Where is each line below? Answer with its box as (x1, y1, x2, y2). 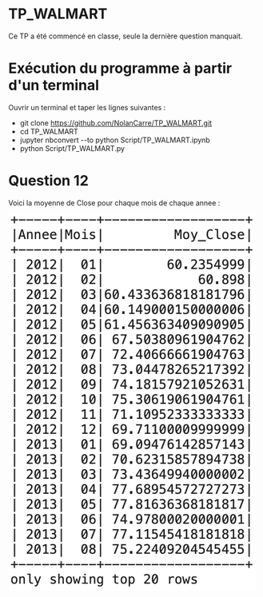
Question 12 (8, 172, 90, 190)
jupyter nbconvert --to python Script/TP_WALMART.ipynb (19, 135, 210, 145)
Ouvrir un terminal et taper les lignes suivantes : (8, 102, 166, 112)
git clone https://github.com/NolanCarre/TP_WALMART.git (19, 117, 213, 128)
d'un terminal (8, 77, 100, 94)
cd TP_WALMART (19, 126, 78, 136)
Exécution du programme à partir (8, 59, 233, 78)
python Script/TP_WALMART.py (19, 143, 126, 153)
